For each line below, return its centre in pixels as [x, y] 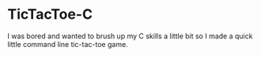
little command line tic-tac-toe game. [68, 44]
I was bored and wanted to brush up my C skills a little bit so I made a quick [130, 36]
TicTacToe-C [50, 14]
